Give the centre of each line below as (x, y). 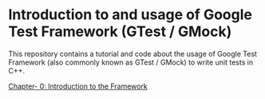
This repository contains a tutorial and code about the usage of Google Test (133, 53)
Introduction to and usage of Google (131, 15)
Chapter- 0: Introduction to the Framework (78, 86)
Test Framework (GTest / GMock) (120, 32)
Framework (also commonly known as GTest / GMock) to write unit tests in (131, 62)
